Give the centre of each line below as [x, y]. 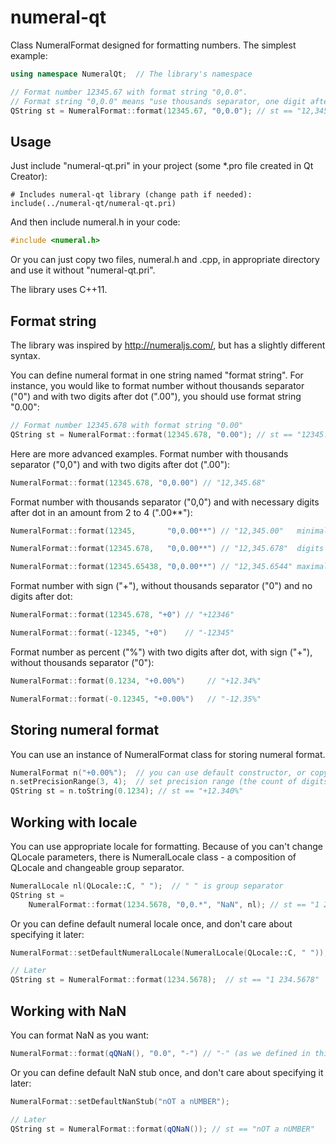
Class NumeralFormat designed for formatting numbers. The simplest [153, 45]
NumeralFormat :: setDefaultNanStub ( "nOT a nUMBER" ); [120, 1101]
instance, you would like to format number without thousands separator [157, 385]
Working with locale [74, 822]
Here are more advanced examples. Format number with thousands [149, 453]
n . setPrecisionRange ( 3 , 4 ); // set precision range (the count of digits [169, 782]
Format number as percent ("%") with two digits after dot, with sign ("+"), [161, 652]
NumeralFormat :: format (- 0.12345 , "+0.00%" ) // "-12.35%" [136, 699]
